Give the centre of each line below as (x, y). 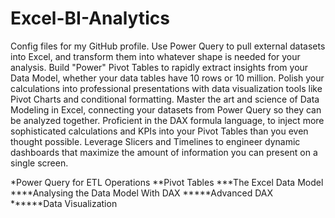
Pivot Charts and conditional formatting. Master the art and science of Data (165, 99)
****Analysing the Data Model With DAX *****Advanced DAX (141, 193)
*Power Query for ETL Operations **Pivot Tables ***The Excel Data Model (167, 182)
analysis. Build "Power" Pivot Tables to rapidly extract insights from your (159, 67)
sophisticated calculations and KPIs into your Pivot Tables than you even (159, 131)
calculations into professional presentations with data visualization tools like (166, 88)
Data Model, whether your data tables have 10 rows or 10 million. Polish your (167, 78)
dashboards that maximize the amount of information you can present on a (164, 152)
